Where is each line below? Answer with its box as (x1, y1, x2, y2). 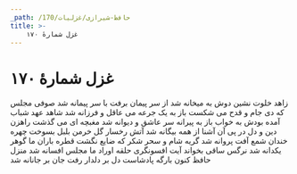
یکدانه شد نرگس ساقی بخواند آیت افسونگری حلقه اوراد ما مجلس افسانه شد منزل (10, 145, 282, 156)
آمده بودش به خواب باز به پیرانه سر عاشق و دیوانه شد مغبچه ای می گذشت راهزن (10, 117, 280, 128)
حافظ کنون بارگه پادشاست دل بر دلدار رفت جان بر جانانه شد (10, 154, 211, 165)
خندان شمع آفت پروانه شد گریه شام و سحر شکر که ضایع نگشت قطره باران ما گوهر (10, 136, 288, 146)
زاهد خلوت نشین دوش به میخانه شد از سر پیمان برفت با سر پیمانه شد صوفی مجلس (10, 97, 289, 108)
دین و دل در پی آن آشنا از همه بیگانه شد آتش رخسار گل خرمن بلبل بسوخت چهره (10, 126, 277, 137)
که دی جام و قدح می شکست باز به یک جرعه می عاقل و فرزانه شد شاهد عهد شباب (10, 107, 285, 118)
